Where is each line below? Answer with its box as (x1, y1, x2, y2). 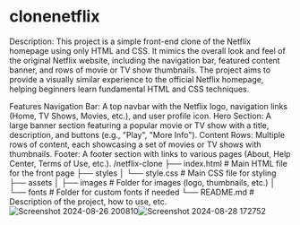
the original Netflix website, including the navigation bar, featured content (9, 55, 280, 65)
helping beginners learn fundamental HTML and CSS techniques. (9, 83, 250, 94)
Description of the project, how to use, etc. (9, 195, 167, 207)
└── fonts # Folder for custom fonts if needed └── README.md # (9, 186, 255, 197)
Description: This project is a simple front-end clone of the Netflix (9, 36, 252, 47)
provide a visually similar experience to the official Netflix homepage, (9, 74, 264, 84)
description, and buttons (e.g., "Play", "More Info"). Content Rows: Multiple (9, 129, 286, 140)
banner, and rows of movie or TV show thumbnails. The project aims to (9, 65, 271, 75)
